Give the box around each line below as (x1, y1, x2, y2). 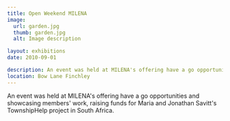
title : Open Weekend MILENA (7, 10, 88, 17)
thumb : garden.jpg (13, 29, 66, 36)
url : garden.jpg (13, 23, 60, 29)
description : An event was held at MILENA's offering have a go (7, 66, 194, 73)
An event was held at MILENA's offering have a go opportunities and (7, 92, 200, 100)
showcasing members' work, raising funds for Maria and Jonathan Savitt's (7, 98, 217, 107)
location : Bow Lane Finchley (7, 72, 90, 79)
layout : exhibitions (7, 48, 66, 55)
